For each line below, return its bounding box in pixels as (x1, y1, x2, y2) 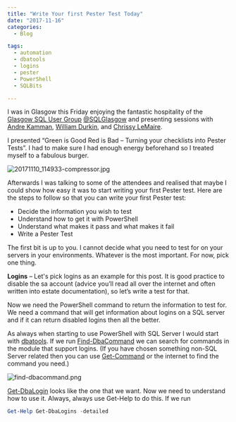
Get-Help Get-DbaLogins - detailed (7, 408, 109, 415)
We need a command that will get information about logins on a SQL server (7, 308, 225, 317)
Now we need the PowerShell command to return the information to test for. (7, 301, 228, 309)
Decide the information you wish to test (17, 207, 132, 216)
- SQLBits (13, 82, 42, 89)
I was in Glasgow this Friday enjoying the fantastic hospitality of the (7, 107, 203, 116)
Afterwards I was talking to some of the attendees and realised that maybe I (7, 179, 227, 187)
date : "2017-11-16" (7, 17, 65, 24)
